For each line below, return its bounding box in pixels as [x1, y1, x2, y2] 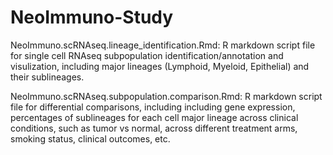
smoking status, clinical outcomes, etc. [10, 132, 171, 145]
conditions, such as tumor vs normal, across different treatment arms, [10, 122, 298, 134]
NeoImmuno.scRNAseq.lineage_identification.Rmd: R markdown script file [10, 39, 316, 51]
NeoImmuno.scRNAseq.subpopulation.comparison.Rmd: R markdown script [10, 90, 323, 102]
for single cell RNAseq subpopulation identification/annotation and [10, 49, 284, 61]
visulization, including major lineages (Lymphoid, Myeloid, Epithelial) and [10, 60, 310, 72]
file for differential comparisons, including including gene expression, [10, 101, 296, 113]
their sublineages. [10, 71, 85, 83]
